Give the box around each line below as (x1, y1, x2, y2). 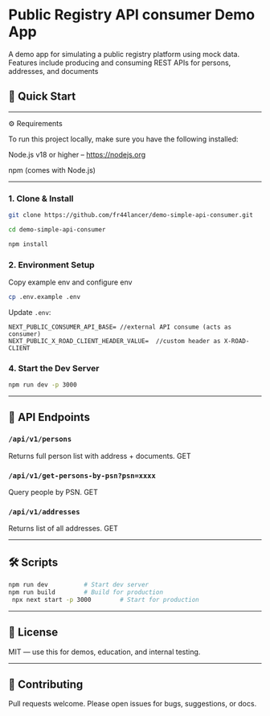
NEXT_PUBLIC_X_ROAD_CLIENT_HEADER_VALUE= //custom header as (8, 337, 221, 345)
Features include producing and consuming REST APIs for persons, (8, 58, 231, 68)
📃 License (8, 625, 59, 640)
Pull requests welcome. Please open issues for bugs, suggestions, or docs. (8, 699, 257, 709)
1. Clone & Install (8, 193, 74, 204)
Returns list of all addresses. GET (8, 524, 119, 534)
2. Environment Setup (8, 259, 95, 270)
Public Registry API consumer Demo (8, 6, 256, 24)
